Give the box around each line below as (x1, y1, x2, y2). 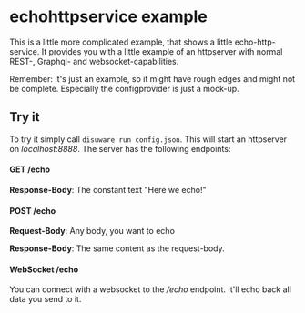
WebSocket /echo (9, 264, 79, 275)
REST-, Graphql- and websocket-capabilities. (9, 56, 179, 66)
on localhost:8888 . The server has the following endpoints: (9, 143, 231, 154)
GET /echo (9, 164, 50, 175)
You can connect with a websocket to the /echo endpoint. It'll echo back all (9, 284, 291, 295)
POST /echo (9, 205, 56, 216)
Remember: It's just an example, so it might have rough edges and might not (9, 73, 296, 84)
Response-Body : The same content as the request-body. (9, 243, 225, 254)
